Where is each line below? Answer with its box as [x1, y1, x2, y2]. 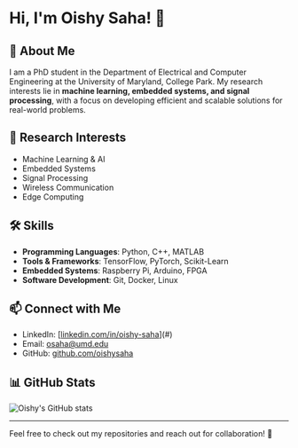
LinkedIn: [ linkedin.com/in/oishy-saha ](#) [21, 329, 173, 340]
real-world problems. [9, 105, 86, 114]
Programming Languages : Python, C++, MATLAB [21, 246, 205, 256]
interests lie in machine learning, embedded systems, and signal [9, 86, 250, 96]
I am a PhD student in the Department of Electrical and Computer [9, 67, 247, 77]
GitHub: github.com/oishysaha [21, 348, 134, 358]
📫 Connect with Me [9, 302, 122, 317]
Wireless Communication [21, 182, 114, 193]
